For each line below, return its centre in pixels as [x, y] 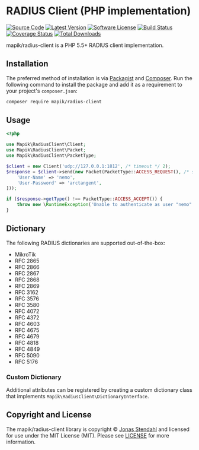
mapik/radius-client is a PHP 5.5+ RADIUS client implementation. [85, 45]
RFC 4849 [27, 349]
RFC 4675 [27, 330]
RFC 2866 [27, 267]
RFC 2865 [27, 261]
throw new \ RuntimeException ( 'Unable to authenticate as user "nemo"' [106, 205]
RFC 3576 [27, 299]
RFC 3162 [26, 292]
